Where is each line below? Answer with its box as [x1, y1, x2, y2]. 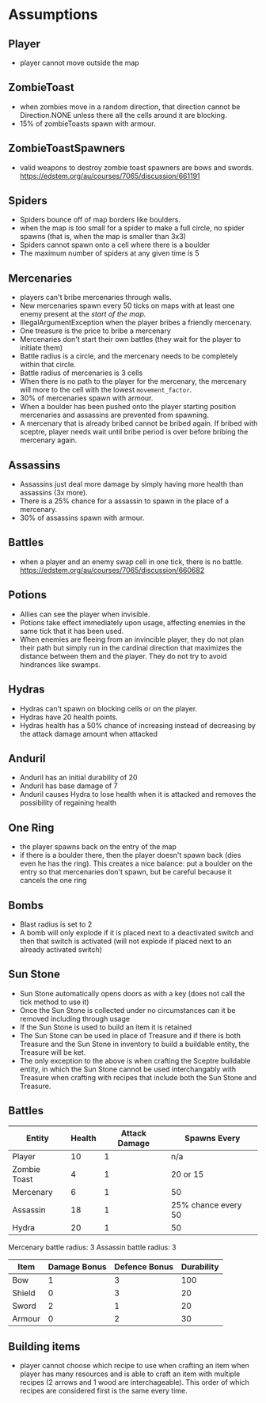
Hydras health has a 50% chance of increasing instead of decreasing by [19, 720, 256, 730]
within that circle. [19, 360, 77, 370]
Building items [8, 1340, 81, 1353]
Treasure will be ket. [19, 1047, 86, 1057]
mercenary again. [19, 435, 78, 445]
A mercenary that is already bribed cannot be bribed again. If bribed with [19, 419, 258, 428]
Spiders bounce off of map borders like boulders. [19, 215, 180, 225]
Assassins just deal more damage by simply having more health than [19, 480, 244, 489]
